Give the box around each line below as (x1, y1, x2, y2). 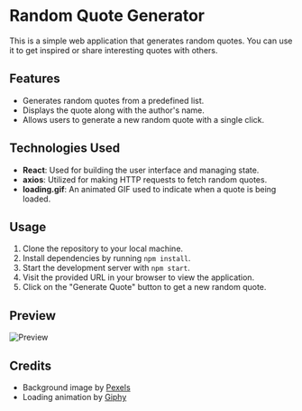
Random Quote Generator (9, 5, 206, 26)
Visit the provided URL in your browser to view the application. (22, 272, 255, 283)
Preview (9, 308, 57, 323)
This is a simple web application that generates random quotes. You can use (9, 35, 293, 46)
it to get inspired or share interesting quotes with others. (9, 44, 218, 55)
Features (9, 71, 60, 87)
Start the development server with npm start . (22, 263, 191, 274)
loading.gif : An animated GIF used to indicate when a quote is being (22, 183, 277, 194)
